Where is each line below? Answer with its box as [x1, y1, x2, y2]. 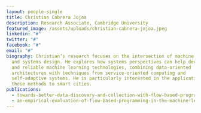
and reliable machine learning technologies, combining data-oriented [11, 64, 191, 71]
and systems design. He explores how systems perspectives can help [11, 59, 186, 65]
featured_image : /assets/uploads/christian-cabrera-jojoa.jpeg [6, 25, 167, 32]
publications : [6, 87, 42, 93]
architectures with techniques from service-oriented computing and [11, 70, 186, 76]
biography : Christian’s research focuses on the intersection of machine [6, 53, 194, 59]
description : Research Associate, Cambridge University [6, 20, 148, 26]
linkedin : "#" [6, 31, 42, 37]
